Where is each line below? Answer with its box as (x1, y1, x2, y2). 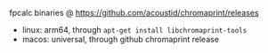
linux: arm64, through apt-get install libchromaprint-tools (21, 25, 248, 34)
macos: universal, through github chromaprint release (21, 34, 220, 44)
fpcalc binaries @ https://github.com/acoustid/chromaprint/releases (9, 8, 260, 18)
